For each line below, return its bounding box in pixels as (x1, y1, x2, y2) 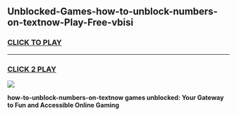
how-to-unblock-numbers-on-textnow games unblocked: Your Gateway (7, 93, 224, 101)
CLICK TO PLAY (7, 38, 62, 48)
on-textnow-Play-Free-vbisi (7, 17, 134, 29)
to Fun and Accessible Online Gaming (7, 101, 120, 109)
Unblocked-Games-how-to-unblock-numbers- (7, 6, 218, 18)
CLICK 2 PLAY (7, 64, 56, 74)
